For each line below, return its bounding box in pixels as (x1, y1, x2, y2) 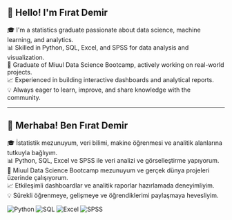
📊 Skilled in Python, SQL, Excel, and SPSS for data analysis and (7, 43, 189, 52)
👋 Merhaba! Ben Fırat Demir (7, 120, 128, 132)
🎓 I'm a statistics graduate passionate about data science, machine (7, 26, 202, 34)
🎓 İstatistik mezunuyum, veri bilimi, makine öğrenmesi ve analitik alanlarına (7, 139, 223, 147)
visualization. (7, 53, 45, 61)
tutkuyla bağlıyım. (7, 148, 58, 157)
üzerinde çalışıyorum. (7, 173, 69, 181)
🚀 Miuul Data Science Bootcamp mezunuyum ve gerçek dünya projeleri (7, 166, 210, 174)
